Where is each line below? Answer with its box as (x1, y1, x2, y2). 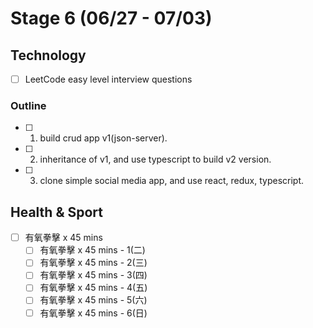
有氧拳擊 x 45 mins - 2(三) (39, 257, 148, 269)
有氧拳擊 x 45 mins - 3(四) (39, 269, 148, 281)
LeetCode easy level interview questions (24, 73, 193, 85)
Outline (10, 98, 47, 112)
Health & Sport (10, 203, 103, 221)
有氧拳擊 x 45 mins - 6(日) (39, 307, 148, 319)
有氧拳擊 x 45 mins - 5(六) (39, 294, 148, 306)
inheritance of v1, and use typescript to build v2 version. (39, 153, 272, 166)
